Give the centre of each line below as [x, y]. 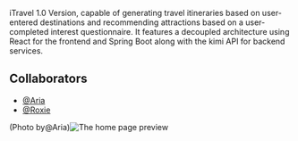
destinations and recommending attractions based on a [142, 22]
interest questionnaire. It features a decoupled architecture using [170, 32]
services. [26, 51]
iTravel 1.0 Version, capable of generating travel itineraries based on [135, 13]
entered [24, 22]
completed [29, 32]
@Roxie [36, 110]
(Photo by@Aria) [40, 127]
